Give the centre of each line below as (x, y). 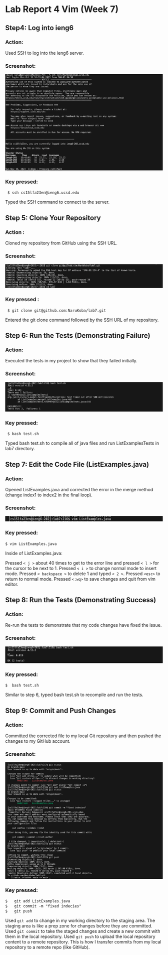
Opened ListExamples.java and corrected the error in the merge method (79, 490)
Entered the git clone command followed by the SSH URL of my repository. (82, 320)
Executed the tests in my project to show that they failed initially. (71, 361)
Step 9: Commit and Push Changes (61, 710)
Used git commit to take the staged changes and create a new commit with (83, 931)
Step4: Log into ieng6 (39, 28)
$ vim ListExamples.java (31, 544)
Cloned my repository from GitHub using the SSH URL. (61, 243)
